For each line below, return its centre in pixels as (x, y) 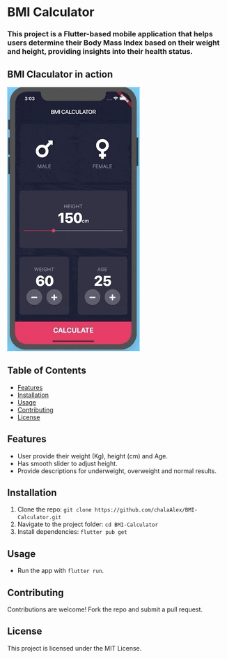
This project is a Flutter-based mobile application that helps (110, 34)
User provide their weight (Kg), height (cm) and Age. (93, 456)
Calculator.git (39, 518)
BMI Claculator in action (60, 74)
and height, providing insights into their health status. (100, 52)
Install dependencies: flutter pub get (72, 532)
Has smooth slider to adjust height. (67, 463)
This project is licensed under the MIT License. (75, 648)
